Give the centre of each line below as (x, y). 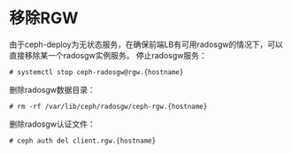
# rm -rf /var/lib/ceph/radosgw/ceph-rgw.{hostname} (108, 106)
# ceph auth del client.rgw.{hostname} (83, 141)
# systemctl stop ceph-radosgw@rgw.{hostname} (96, 72)
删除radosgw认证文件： (52, 124)
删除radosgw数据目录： (52, 89)
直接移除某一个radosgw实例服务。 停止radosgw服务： (108, 55)
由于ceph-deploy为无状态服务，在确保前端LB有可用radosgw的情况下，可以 (146, 44)
